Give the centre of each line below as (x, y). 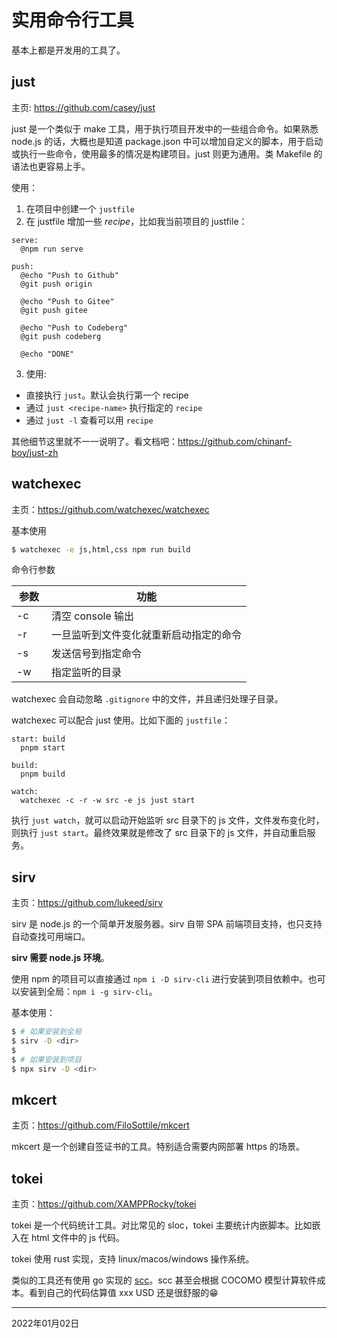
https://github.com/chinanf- (235, 441)
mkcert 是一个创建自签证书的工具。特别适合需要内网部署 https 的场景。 (158, 1147)
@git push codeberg (61, 336)
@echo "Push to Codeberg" (74, 327)
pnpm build (43, 774)
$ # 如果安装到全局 (46, 1032)
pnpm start (43, 748)
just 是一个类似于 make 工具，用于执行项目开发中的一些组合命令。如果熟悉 (165, 128)
